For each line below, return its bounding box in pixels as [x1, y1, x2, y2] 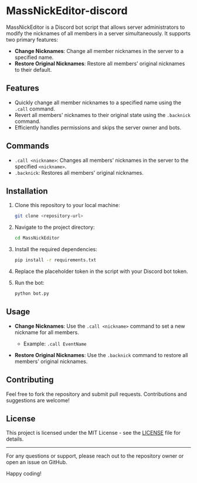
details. [6, 435, 24, 442]
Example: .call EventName [23, 340, 87, 347]
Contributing [6, 375, 54, 385]
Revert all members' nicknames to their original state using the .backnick [14, 111, 191, 118]
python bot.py [14, 291, 49, 297]
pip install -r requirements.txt [14, 257, 97, 263]
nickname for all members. [14, 328, 79, 336]
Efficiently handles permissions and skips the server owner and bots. [14, 124, 182, 131]
